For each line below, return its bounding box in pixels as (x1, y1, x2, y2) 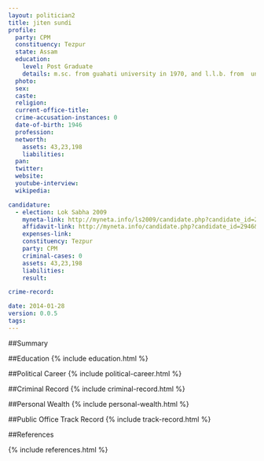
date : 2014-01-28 (8, 302, 65, 310)
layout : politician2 (8, 11, 76, 20)
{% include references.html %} (8, 445, 108, 454)
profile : (8, 26, 37, 34)
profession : (15, 128, 55, 136)
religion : (15, 99, 47, 107)
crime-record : (8, 288, 55, 296)
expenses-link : (22, 230, 72, 238)
